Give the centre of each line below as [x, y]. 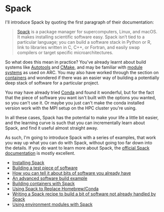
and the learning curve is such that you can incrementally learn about [75, 123]
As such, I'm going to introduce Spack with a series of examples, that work [81, 137]
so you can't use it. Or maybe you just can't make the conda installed [75, 103]
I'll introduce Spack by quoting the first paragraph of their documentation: [80, 22]
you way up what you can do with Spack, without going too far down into [79, 142]
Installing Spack [28, 162]
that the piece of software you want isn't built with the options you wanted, [81, 97]
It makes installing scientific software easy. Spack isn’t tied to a [81, 37]
